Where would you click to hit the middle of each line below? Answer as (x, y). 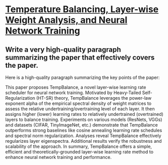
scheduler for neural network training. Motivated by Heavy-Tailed (73, 93)
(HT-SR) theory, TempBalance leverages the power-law (94, 98)
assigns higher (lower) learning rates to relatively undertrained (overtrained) (84, 114)
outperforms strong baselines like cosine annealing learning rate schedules (84, 130)
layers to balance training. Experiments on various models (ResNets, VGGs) (84, 119)
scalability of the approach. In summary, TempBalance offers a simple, (79, 146)
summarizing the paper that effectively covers (80, 57)
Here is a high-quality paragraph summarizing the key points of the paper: (82, 77)
